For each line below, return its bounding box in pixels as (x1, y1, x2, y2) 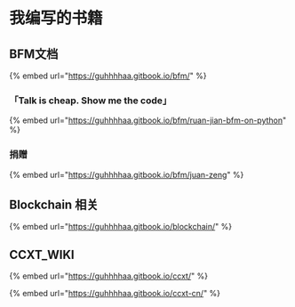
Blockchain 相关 (9, 197, 99, 212)
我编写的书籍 (9, 8, 104, 28)
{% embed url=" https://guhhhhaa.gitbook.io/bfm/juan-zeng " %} (9, 169, 244, 180)
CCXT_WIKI (9, 246, 75, 263)
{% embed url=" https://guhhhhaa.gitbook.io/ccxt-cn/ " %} (9, 288, 220, 299)
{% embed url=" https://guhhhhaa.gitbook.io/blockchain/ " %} (9, 222, 233, 232)
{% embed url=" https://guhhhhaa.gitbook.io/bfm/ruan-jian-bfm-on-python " (9, 115, 287, 125)
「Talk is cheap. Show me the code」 (9, 94, 172, 107)
